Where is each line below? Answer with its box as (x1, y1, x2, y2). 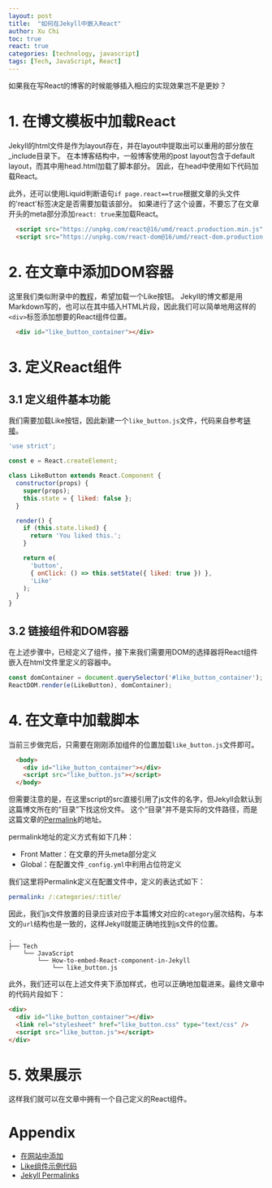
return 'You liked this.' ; (29, 532, 122, 540)
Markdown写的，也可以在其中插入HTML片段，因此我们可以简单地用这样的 (8, 301, 257, 311)
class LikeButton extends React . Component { (8, 471, 162, 480)
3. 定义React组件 (8, 357, 122, 376)
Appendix (8, 1123, 76, 1142)
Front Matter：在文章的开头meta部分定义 (19, 849, 157, 859)
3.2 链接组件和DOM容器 (8, 624, 129, 638)
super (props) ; (23, 486, 71, 495)
